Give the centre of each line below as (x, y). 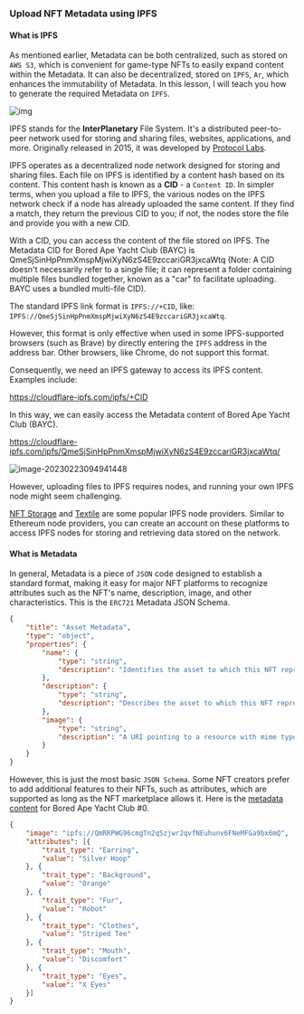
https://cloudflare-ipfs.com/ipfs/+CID (79, 397)
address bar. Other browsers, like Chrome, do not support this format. (139, 353)
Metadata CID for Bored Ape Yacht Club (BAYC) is (102, 251)
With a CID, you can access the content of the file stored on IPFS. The (139, 241)
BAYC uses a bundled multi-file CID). (78, 289)
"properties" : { (57, 644)
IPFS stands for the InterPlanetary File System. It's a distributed (129, 128)
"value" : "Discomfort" (85, 960)
